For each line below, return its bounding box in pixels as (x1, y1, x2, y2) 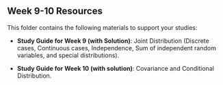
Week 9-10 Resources (7, 5, 103, 17)
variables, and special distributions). (16, 51, 120, 59)
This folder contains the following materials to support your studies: (7, 23, 198, 31)
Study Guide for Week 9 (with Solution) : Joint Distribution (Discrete (16, 37, 210, 45)
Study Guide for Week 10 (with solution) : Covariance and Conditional (16, 64, 214, 72)
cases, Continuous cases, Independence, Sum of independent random (16, 44, 217, 52)
